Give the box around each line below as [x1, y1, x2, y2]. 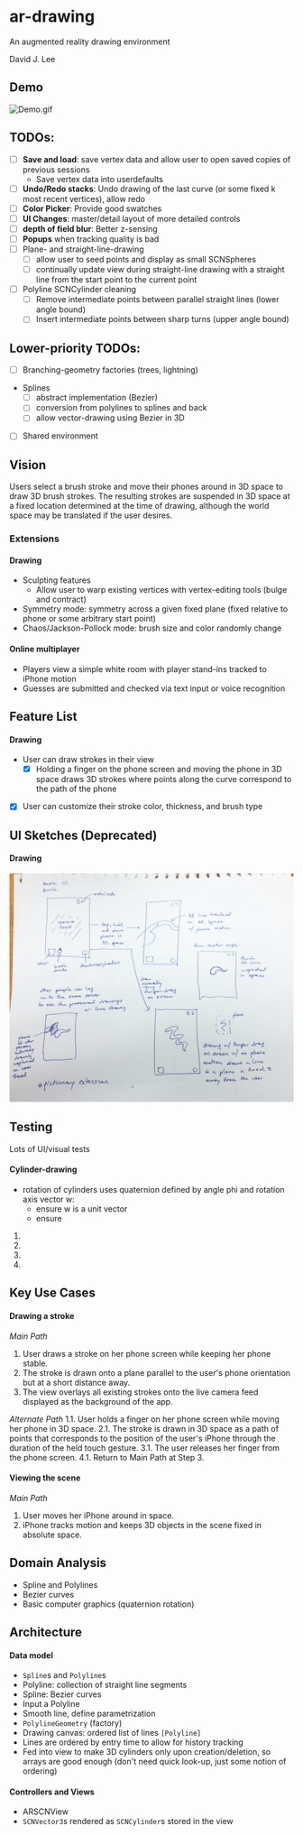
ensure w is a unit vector [35, 1203, 128, 1214]
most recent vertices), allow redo [22, 193, 146, 204]
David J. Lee [9, 53, 56, 64]
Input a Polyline [22, 1699, 80, 1710]
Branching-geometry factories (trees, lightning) [22, 364, 198, 375]
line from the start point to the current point [35, 274, 197, 285]
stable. [22, 1358, 48, 1369]
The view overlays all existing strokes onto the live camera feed [22, 1387, 259, 1397]
